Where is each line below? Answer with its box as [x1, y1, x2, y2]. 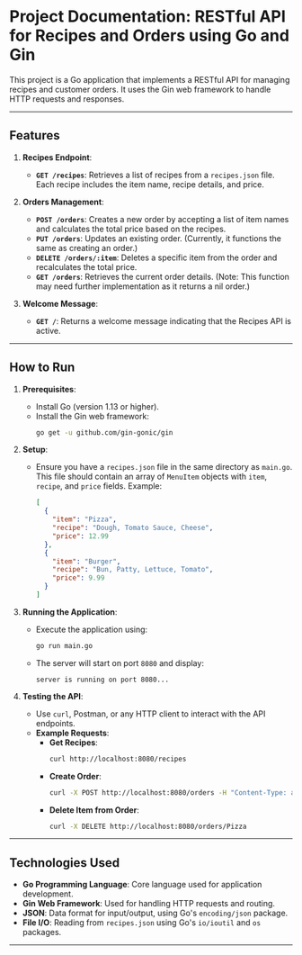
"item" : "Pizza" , [52, 515, 117, 524]
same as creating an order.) [35, 242, 138, 253]
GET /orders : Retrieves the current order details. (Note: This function [35, 271, 290, 282]
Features [9, 128, 60, 143]
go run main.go [35, 641, 93, 650]
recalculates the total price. [35, 261, 138, 272]
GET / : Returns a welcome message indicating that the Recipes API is [35, 315, 292, 326]
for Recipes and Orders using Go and [9, 25, 290, 46]
